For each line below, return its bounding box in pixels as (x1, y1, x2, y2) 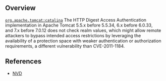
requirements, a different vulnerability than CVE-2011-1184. (5, 43, 125, 49)
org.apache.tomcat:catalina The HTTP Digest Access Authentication (5, 17, 147, 23)
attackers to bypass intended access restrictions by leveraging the (5, 32, 141, 38)
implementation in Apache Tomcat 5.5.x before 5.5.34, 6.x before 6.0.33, (5, 22, 153, 28)
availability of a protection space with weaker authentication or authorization (5, 38, 162, 44)
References (5, 57, 42, 66)
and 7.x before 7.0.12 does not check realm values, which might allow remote (5, 27, 162, 33)
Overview (5, 4, 36, 12)
